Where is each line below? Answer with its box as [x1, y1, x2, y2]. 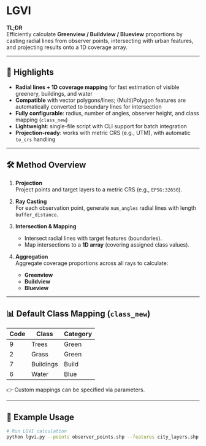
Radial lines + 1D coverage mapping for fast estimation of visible [15, 83, 180, 91]
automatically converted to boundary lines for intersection [15, 102, 162, 110]
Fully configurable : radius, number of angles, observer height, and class [15, 109, 199, 117]
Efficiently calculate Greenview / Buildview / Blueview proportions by [6, 30, 183, 37]
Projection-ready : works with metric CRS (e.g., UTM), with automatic [15, 129, 191, 136]
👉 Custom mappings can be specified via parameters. [6, 386, 145, 393]
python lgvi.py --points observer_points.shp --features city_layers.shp [6, 434, 199, 440]
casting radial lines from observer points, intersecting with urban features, [6, 37, 194, 44]
